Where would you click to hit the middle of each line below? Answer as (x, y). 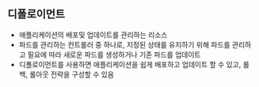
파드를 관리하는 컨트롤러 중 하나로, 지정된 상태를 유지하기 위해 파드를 (124, 44)
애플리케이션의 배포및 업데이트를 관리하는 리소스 (93, 35)
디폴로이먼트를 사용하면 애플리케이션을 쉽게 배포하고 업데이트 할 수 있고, (130, 64)
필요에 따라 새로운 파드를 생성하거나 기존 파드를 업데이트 (114, 55)
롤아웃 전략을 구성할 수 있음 (72, 74)
